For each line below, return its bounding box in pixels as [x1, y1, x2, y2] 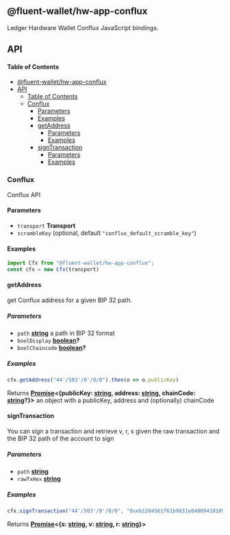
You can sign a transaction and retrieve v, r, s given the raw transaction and [7, 427, 220, 436]
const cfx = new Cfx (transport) [7, 266, 99, 273]
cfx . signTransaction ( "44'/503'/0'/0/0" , [7, 508, 125, 514]
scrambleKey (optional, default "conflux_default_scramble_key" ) [16, 229, 197, 237]
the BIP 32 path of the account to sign [7, 434, 114, 443]
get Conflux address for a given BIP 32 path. [7, 296, 133, 304]
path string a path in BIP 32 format [16, 329, 115, 338]
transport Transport [16, 221, 76, 229]
